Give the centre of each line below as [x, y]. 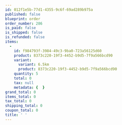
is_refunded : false [25, 37]
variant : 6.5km [34, 64]
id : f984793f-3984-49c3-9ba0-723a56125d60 [58, 51]
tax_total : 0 [18, 101]
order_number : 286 [24, 23]
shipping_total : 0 [24, 106]
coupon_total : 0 [22, 110]
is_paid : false [21, 28]
